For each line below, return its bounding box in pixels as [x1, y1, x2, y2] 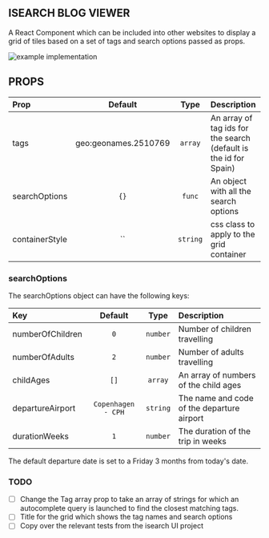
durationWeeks [12, 431, 70, 442]
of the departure [178, 402, 240, 414]
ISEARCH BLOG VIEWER [8, 6, 130, 20]
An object [210, 176, 247, 187]
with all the [210, 185, 251, 196]
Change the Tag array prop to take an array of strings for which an [19, 495, 239, 504]
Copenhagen [93, 399, 135, 408]
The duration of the [178, 425, 251, 436]
